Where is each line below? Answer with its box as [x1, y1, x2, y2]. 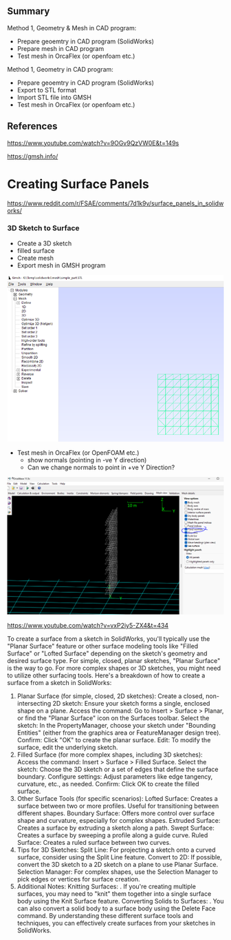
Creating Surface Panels [7, 176, 150, 192]
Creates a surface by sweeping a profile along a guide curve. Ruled [16, 831, 208, 839]
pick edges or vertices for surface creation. [16, 875, 140, 883]
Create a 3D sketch [16, 239, 72, 247]
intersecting [16, 699, 52, 708]
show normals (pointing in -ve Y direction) [27, 456, 147, 464]
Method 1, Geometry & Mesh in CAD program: [7, 23, 137, 32]
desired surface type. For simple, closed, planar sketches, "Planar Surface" [7, 657, 221, 665]
